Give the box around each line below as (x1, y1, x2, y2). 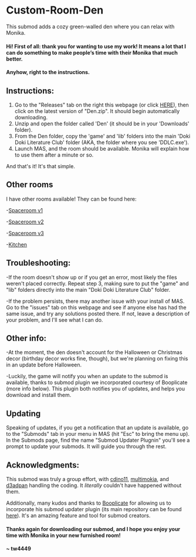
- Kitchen (6, 241, 28, 248)
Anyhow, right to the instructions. (6, 69, 90, 76)
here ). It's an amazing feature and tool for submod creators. (6, 512, 151, 519)
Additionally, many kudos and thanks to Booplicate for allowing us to (6, 499, 171, 506)
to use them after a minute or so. (14, 151, 94, 158)
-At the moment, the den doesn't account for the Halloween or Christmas (6, 349, 183, 356)
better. (6, 55, 23, 62)
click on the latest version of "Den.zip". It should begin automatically (14, 107, 180, 115)
